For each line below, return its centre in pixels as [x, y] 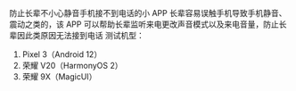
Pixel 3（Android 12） [62, 54]
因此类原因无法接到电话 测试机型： [80, 35]
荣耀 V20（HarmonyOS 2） [72, 66]
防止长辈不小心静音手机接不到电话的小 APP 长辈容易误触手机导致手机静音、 [148, 13]
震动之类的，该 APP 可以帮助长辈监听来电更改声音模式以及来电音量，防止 [144, 24]
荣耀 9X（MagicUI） [59, 77]
